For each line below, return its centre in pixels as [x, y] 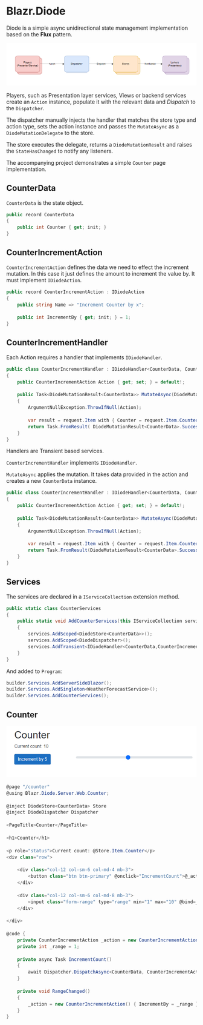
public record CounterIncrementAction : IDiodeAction [76, 292]
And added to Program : [34, 671]
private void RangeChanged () [54, 991]
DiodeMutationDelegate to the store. [50, 133]
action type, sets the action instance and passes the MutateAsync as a [93, 126]
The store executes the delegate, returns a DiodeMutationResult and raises [99, 144]
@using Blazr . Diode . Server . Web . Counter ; [58, 793]
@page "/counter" [28, 787]
